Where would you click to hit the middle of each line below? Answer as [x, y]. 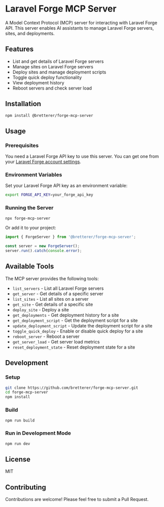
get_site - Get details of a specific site [53, 304]
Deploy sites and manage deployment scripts [59, 72]
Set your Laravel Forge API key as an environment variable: [66, 186]
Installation [23, 104]
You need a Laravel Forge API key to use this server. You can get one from [82, 156]
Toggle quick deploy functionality [47, 77]
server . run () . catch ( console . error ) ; [44, 251]
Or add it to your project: [31, 228]
